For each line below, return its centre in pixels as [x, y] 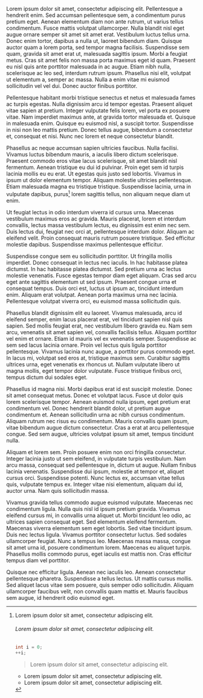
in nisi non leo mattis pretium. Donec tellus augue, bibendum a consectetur [99, 130]
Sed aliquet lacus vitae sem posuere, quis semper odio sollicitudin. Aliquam [100, 585]
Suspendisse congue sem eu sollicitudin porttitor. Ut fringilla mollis [89, 256]
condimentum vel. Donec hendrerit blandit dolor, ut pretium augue [89, 408]
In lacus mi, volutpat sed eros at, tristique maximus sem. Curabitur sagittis [98, 358]
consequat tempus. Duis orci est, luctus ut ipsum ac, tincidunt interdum [95, 288]
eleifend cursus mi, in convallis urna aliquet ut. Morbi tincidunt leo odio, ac [99, 515]
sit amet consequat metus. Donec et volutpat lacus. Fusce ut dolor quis [95, 395]
